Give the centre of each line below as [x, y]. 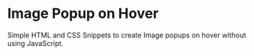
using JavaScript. [36, 43]
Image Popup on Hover [83, 14]
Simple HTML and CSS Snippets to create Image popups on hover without [127, 35]
